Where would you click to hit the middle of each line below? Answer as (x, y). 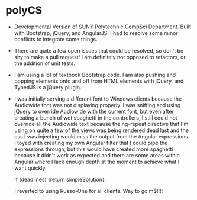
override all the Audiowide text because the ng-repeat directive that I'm (101, 124)
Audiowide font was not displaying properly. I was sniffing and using (97, 105)
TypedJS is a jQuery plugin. (48, 87)
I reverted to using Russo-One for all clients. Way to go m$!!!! (88, 191)
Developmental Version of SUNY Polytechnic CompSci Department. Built (103, 27)
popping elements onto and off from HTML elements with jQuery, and (99, 81)
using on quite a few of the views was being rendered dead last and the (101, 130)
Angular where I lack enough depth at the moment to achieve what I (97, 162)
